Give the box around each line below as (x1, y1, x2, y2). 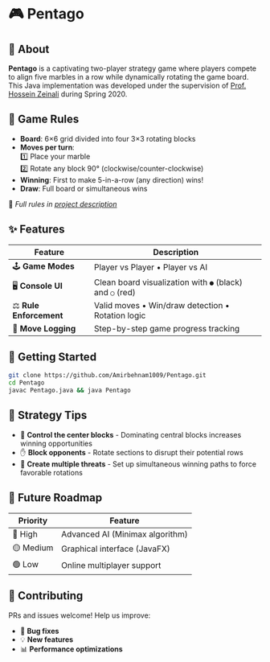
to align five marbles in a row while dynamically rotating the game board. (8, 72, 249, 81)
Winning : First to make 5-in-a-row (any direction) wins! (19, 175, 204, 184)
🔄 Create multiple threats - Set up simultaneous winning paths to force (19, 458, 257, 469)
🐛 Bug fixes (19, 626, 59, 635)
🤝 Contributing (8, 589, 84, 602)
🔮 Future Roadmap (8, 491, 103, 505)
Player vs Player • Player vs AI (93, 261, 208, 273)
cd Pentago (8, 379, 45, 387)
